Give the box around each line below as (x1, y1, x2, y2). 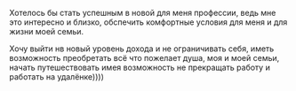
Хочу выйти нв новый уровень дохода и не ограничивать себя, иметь (9, 43, 275, 54)
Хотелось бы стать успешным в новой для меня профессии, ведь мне (9, 8, 276, 18)
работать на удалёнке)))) (9, 72, 105, 82)
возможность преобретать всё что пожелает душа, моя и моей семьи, (9, 53, 280, 63)
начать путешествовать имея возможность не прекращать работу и (9, 62, 271, 72)
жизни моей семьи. (9, 27, 84, 36)
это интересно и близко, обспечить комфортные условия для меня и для (9, 17, 288, 27)
